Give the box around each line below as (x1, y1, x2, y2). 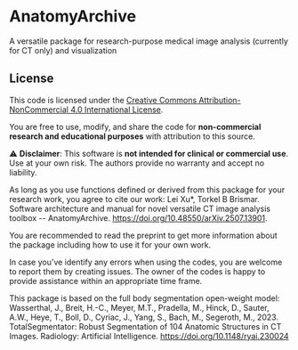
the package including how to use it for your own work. (9, 239, 212, 250)
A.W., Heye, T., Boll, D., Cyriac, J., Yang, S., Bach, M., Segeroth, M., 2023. (9, 312, 278, 322)
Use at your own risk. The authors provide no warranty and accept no (9, 158, 265, 168)
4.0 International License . (70, 104, 164, 115)
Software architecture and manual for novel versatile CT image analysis (9, 203, 271, 214)
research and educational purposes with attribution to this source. (9, 131, 255, 142)
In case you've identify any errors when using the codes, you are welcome (9, 256, 283, 267)
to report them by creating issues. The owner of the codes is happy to (9, 265, 266, 277)
